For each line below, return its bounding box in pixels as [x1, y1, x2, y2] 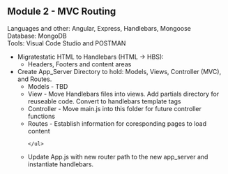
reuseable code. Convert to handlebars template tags [27, 97, 181, 106]
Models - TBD [27, 82, 68, 90]
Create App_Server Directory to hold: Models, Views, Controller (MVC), [17, 67, 222, 75]
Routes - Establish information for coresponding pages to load [27, 119, 207, 128]
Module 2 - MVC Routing [7, 6, 116, 17]
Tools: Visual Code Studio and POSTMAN [7, 38, 126, 48]
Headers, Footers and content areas [27, 59, 132, 68]
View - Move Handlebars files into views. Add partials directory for [27, 89, 220, 98]
